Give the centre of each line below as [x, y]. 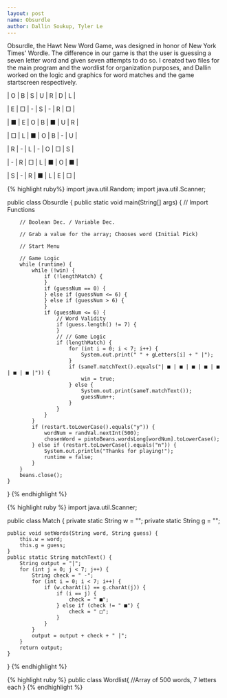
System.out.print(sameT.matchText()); [137, 391]
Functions [21, 210]
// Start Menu [40, 246]
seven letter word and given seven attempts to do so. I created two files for [113, 61]
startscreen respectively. [42, 83]
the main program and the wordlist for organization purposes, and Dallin [109, 68]
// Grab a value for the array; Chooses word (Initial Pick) [109, 235]
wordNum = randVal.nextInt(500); [91, 433]
